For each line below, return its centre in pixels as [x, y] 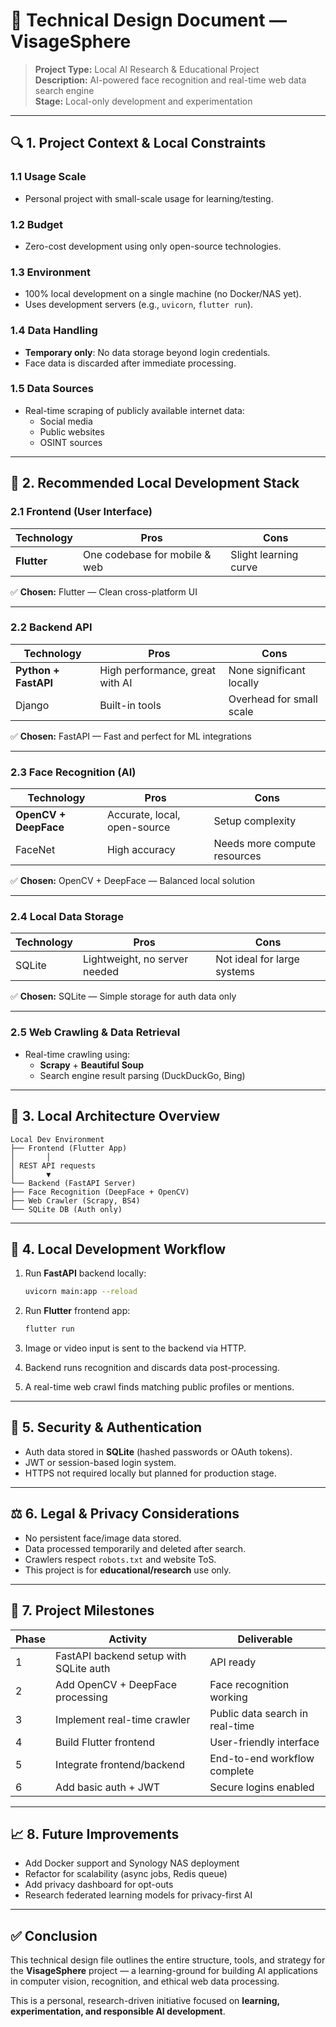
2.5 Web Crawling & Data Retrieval [95, 1032]
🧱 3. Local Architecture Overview [115, 1116]
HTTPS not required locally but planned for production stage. [150, 1473]
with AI [116, 682]
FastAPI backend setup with [121, 1656]
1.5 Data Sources [52, 389]
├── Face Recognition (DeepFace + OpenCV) [100, 1192]
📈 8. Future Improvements [95, 1834]
